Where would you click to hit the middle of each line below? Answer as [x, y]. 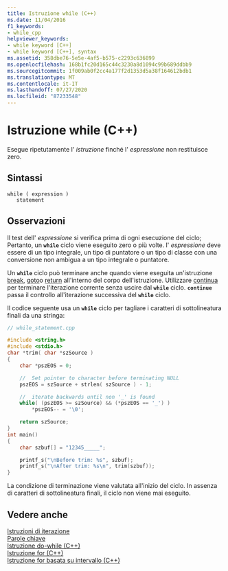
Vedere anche [38, 514]
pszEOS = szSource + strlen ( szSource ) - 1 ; [86, 384]
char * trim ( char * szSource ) [50, 353]
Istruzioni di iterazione [38, 531]
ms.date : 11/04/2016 [37, 20]
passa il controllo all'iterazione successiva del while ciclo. [89, 294]
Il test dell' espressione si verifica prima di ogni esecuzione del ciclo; [104, 237]
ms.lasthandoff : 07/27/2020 [47, 90]
